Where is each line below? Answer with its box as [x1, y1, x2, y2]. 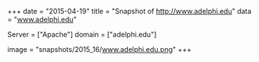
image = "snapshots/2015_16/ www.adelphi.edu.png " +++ [7, 45, 192, 53]
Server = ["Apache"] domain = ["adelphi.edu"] [7, 30, 157, 39]
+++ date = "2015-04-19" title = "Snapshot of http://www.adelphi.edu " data [7, 7, 252, 15]
